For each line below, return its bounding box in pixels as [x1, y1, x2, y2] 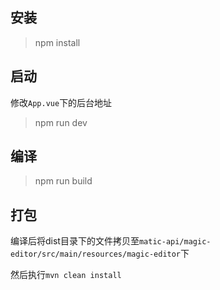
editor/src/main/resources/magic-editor [10, 249, 182, 260]
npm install [34, 36, 81, 48]
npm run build [34, 175, 93, 187]
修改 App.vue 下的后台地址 [10, 96, 113, 108]
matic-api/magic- [138, 237, 212, 247]
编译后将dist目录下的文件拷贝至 [10, 235, 140, 247]
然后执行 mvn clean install [10, 269, 122, 281]
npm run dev [34, 116, 88, 128]
